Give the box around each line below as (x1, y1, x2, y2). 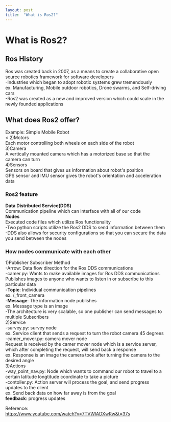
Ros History (5, 55, 43, 63)
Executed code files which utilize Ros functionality (5, 218, 111, 225)
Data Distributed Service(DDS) (5, 203, 71, 209)
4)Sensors (5, 162, 28, 168)
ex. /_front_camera (5, 292, 45, 298)
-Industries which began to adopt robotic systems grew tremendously (5, 79, 152, 85)
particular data (5, 281, 36, 287)
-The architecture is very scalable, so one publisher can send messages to (5, 308, 162, 315)
